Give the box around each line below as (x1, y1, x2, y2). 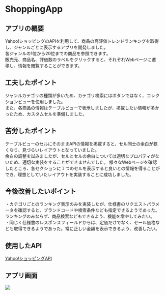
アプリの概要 (5, 24, 44, 32)
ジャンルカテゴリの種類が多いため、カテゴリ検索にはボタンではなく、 (5, 92, 147, 98)
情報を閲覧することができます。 (18, 63, 82, 68)
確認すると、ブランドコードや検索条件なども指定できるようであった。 (18, 207, 160, 213)
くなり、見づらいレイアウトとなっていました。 (5, 147, 100, 153)
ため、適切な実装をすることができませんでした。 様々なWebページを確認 (9, 159, 157, 165)
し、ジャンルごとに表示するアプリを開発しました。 (5, 44, 109, 50)
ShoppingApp (5, 3, 63, 15)
